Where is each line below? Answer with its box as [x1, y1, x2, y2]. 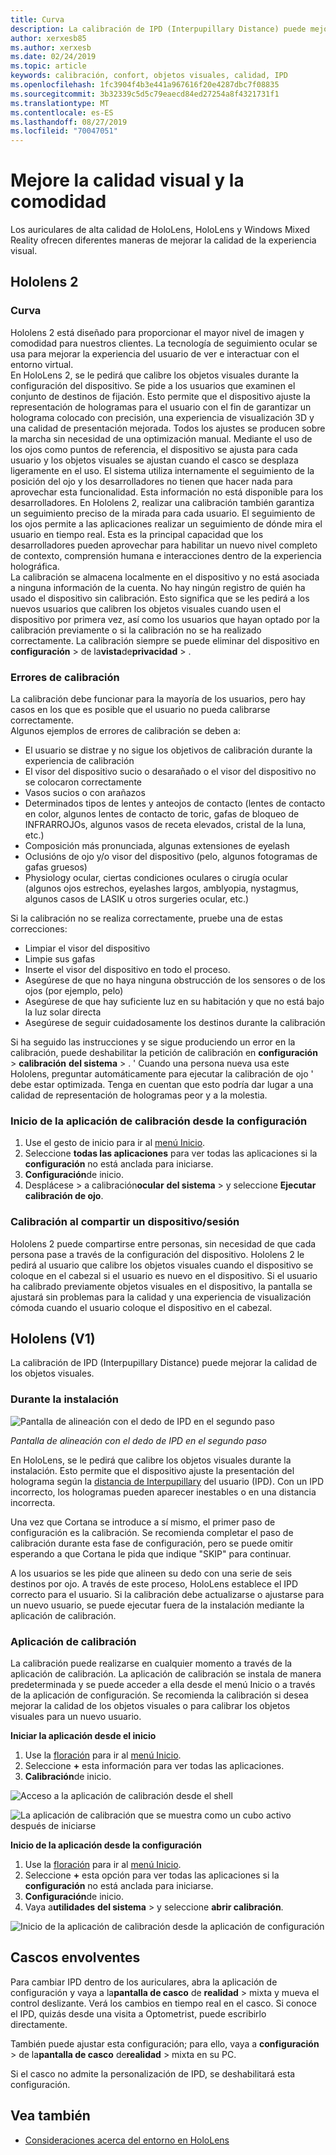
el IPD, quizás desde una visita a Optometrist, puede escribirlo [10, 2007, 267, 2020]
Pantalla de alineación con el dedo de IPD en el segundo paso [10, 1434, 268, 1446]
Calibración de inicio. [24, 1771, 112, 1783]
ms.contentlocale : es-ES [10, 107, 114, 118]
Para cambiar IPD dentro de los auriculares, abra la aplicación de [10, 1976, 278, 1988]
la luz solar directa [24, 1006, 102, 1018]
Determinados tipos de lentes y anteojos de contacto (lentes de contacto [24, 797, 326, 810]
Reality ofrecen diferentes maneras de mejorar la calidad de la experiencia [10, 234, 317, 246]
